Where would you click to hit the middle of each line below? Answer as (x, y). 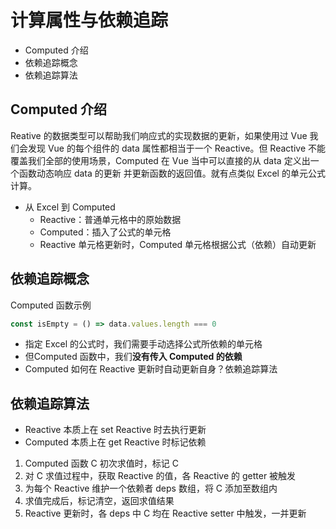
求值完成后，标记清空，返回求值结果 (99, 501)
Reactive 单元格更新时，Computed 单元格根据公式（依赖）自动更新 (178, 244)
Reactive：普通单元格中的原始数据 (110, 219)
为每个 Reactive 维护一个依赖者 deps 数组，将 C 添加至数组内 (151, 488)
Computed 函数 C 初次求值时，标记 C (101, 463)
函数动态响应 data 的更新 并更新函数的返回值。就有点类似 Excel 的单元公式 (172, 173)
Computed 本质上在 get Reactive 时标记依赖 (115, 442)
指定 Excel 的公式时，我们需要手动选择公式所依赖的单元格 (143, 344)
